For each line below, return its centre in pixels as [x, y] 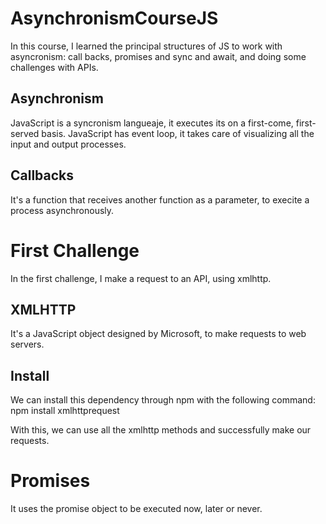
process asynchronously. [62, 210]
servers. [27, 344]
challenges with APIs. [54, 67]
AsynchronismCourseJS [114, 18]
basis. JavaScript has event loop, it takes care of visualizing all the [178, 133]
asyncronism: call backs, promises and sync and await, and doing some [158, 56]
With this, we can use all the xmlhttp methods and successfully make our [161, 430]
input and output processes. [68, 144]
